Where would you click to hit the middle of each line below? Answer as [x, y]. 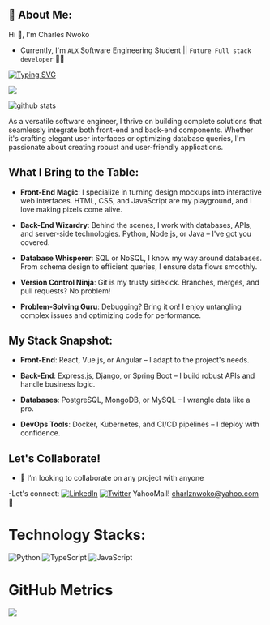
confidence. [40, 433]
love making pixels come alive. [71, 209]
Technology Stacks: [77, 535]
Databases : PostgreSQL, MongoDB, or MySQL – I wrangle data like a [135, 400]
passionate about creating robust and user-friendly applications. [116, 147]
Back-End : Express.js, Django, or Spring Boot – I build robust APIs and [137, 376]
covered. [35, 242]
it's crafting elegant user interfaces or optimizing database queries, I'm [127, 138]
